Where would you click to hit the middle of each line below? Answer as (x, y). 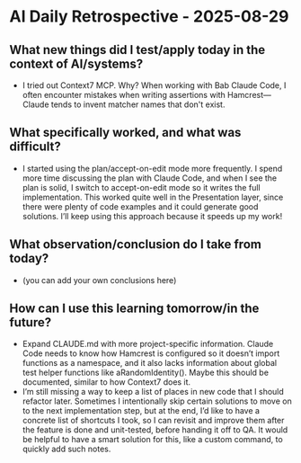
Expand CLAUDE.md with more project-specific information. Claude (148, 344)
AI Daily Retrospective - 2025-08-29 (149, 17)
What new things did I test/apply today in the (137, 50)
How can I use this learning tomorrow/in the (134, 309)
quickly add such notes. (66, 449)
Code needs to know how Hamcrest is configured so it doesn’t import (151, 353)
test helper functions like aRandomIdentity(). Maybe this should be (146, 373)
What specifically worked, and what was (125, 133)
